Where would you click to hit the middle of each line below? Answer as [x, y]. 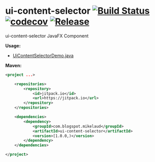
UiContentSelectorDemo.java [43, 56]
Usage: [13, 45]
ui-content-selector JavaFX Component [47, 36]
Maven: [13, 65]
